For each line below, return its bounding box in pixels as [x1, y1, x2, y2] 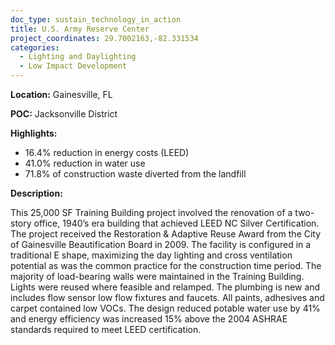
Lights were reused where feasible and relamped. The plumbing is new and [10, 281, 321, 293]
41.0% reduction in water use [24, 157, 146, 169]
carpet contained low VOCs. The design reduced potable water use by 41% [10, 302, 321, 314]
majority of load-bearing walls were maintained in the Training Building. [10, 271, 305, 282]
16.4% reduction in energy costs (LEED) [24, 147, 190, 158]
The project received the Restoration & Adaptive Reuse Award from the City [10, 228, 322, 240]
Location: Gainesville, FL [10, 89, 113, 100]
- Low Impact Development [19, 61, 128, 71]
